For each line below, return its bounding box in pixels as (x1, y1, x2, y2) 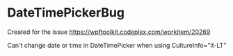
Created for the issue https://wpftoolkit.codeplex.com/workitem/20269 (7, 28, 211, 36)
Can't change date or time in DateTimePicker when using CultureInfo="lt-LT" (7, 41, 227, 49)
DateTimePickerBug (7, 5, 125, 21)
